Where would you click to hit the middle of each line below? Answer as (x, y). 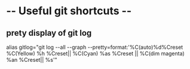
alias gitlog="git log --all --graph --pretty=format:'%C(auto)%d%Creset (95, 47)
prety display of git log (49, 33)
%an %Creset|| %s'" (32, 60)
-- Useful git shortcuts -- (69, 11)
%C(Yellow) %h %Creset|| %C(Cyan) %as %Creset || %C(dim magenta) (96, 54)
